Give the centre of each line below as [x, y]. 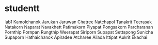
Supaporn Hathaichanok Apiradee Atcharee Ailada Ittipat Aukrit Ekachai [76, 37]
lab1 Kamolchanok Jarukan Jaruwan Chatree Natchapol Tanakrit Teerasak [78, 22]
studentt [22, 8]
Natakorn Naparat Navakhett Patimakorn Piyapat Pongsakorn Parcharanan [79, 27]
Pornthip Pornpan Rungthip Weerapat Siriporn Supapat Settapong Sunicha [79, 32]
